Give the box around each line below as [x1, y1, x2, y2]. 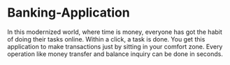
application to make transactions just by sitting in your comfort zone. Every [7, 42, 223, 50]
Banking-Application [7, 5, 131, 21]
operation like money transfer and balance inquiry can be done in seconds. [7, 50, 224, 58]
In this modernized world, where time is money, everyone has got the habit [7, 28, 222, 36]
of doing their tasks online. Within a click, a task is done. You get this [7, 35, 206, 43]
